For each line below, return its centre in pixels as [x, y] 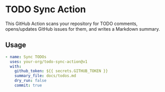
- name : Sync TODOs [26, 57]
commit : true [28, 85]
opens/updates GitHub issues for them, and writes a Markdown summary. [83, 29]
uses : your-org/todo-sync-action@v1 [49, 62]
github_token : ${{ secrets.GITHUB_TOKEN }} [61, 71]
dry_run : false [31, 81]
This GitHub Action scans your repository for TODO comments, [72, 24]
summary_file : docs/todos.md [45, 76]
